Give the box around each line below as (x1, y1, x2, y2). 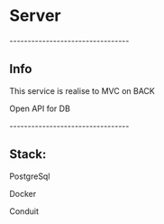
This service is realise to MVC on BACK (9, 85, 155, 96)
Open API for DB (9, 103, 70, 114)
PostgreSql (9, 171, 50, 182)
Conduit (9, 205, 39, 217)
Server (9, 5, 61, 26)
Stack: (9, 146, 47, 163)
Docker (9, 188, 37, 199)
